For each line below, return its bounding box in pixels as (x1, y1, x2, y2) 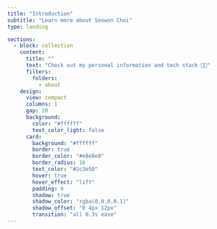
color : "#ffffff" (32, 120, 82, 127)
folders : (32, 75, 58, 82)
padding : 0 (32, 185, 64, 192)
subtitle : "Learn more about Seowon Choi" (7, 17, 133, 24)
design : (20, 88, 42, 95)
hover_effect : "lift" (32, 179, 96, 186)
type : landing (7, 23, 49, 30)
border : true (32, 146, 70, 154)
